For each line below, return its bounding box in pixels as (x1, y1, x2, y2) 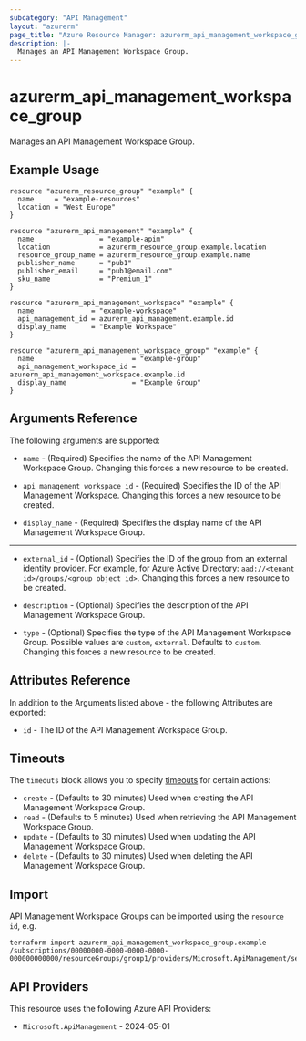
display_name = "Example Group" (17, 377, 202, 387)
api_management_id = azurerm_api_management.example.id (17, 314, 234, 324)
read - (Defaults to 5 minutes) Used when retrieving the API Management (22, 812, 297, 823)
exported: (9, 706, 46, 717)
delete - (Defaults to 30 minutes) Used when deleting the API (22, 850, 253, 861)
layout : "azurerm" (9, 22, 79, 31)
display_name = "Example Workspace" (17, 322, 178, 331)
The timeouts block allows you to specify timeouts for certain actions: (9, 775, 271, 786)
